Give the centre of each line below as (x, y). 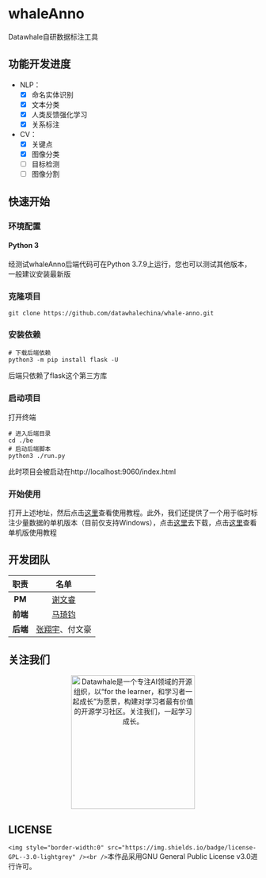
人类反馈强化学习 (59, 114)
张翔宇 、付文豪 (64, 629)
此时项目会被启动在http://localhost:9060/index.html (92, 471)
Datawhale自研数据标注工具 (53, 36)
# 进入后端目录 (30, 433)
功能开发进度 (40, 64)
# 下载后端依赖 (30, 353)
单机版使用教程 (32, 533)
